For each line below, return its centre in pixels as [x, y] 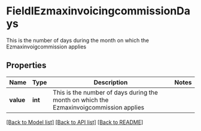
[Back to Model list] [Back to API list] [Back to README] [75, 122]
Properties [26, 65]
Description [111, 82]
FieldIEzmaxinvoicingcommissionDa [98, 11]
